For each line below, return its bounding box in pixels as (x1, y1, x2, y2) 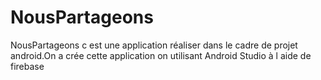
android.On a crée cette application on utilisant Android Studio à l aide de (10, 49, 312, 61)
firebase (10, 60, 45, 72)
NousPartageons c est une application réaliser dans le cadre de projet (10, 39, 298, 51)
